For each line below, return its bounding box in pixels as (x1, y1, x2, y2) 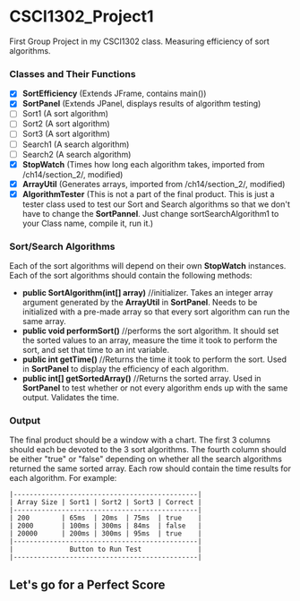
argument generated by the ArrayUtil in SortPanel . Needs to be (21, 297, 258, 308)
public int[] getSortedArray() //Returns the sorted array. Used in (21, 373, 261, 384)
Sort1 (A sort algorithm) (21, 108, 109, 119)
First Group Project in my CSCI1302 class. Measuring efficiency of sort (9, 36, 270, 47)
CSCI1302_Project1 (9, 6, 154, 27)
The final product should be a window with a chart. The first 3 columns (9, 434, 271, 445)
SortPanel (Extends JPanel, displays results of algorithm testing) (21, 99, 261, 109)
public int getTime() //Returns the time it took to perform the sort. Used (21, 354, 287, 365)
